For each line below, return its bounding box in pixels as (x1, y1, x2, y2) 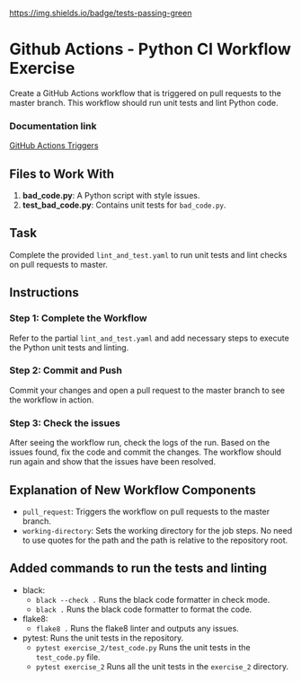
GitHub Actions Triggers (9, 140, 99, 151)
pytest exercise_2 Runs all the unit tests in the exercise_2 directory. (35, 660, 289, 672)
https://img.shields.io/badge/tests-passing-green (9, 8, 192, 18)
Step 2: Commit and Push (9, 364, 123, 376)
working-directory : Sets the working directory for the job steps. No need (22, 525, 293, 535)
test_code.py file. (35, 651, 101, 662)
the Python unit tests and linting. (9, 341, 129, 353)
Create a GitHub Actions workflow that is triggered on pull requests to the (9, 87, 281, 98)
